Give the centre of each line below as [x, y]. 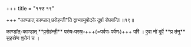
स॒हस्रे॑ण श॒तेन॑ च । [23, 38]
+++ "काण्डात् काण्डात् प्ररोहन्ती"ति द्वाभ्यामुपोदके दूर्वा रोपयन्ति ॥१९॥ [70, 20]
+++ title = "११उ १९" [30, 8]
